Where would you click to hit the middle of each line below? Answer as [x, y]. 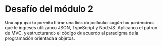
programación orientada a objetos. [40, 38]
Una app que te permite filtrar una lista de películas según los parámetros [79, 23]
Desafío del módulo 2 [49, 9]
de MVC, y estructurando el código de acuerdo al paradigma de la [72, 33]
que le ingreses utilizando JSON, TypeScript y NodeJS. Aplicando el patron [81, 27]
